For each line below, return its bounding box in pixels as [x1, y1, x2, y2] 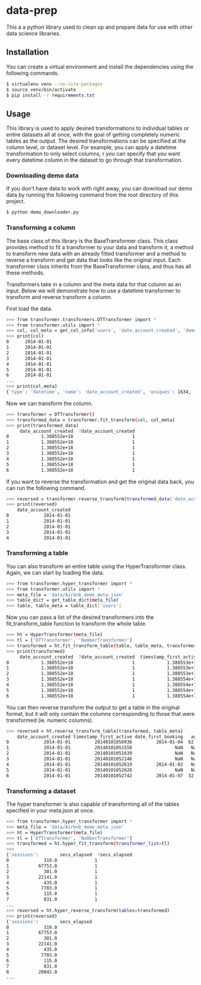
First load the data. [6, 305, 53, 312]
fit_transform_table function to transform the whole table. [6, 620, 147, 627]
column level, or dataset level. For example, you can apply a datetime [6, 144, 176, 151]
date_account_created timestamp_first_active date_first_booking [17, 733, 184, 740]
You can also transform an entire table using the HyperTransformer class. [6, 563, 187, 570]
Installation [6, 47, 49, 58]
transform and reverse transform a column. [6, 293, 112, 300]
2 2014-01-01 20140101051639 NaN [6, 750, 184, 757]
